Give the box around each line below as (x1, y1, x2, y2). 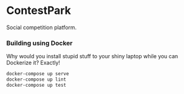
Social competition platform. (6, 24, 77, 31)
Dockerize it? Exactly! (6, 59, 61, 67)
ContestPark (6, 4, 72, 18)
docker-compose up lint (6, 76, 67, 82)
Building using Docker (6, 39, 73, 47)
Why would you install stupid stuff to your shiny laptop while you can (6, 53, 179, 60)
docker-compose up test (6, 82, 67, 88)
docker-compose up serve (6, 71, 69, 77)
